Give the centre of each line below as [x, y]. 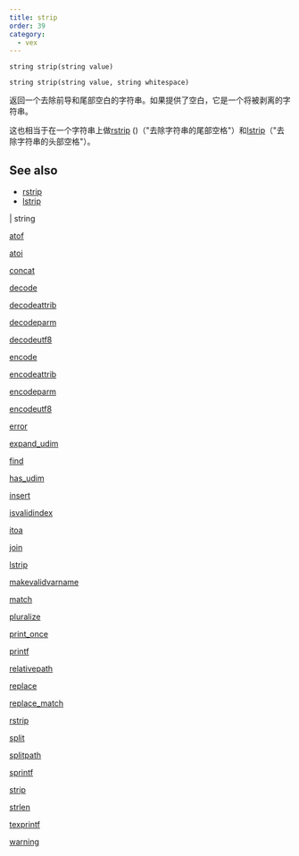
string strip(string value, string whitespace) [100, 83]
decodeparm [33, 323]
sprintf [21, 773]
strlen [20, 807]
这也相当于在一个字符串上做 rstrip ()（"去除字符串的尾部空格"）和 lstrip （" [143, 130]
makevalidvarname [44, 583]
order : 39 [28, 26]
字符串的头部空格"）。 [56, 142]
